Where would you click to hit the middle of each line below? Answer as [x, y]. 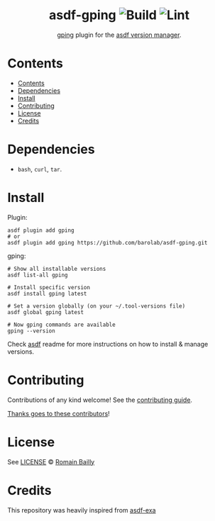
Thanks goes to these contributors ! [59, 413]
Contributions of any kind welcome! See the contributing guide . [100, 400]
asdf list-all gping [38, 275]
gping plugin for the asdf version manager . [119, 35]
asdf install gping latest [47, 293]
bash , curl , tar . [40, 169]
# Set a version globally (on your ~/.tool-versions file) [97, 306]
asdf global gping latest [45, 312]
